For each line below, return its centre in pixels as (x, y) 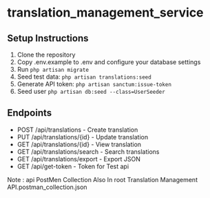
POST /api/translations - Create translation (77, 130)
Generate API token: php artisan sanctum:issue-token (94, 84)
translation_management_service (106, 13)
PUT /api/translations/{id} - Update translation (83, 137)
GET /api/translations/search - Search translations (88, 151)
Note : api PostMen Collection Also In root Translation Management (103, 179)
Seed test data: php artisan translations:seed (84, 77)
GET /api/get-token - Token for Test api (73, 166)
